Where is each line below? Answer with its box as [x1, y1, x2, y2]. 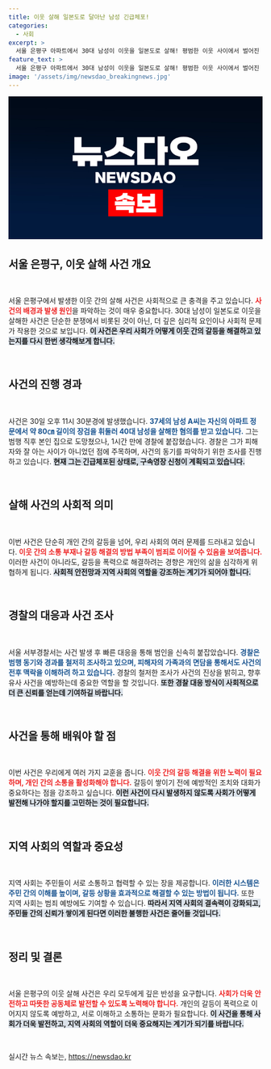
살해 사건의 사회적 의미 [8, 498, 115, 512]
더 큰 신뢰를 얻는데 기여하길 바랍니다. [8, 687, 123, 698]
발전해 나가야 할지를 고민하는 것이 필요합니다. [8, 798, 149, 807]
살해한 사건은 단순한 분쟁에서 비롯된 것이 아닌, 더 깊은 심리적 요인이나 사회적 [8, 316, 248, 326]
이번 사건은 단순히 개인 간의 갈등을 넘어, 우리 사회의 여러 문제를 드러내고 [8, 537, 234, 547]
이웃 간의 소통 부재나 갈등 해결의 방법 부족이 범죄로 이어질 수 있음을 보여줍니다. [19, 547, 263, 556]
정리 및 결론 [8, 950, 63, 964]
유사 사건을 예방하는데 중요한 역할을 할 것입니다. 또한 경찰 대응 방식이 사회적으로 [8, 677, 259, 687]
